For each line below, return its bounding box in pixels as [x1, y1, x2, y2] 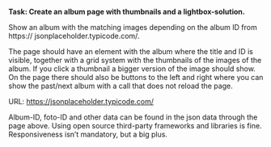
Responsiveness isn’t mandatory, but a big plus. [8, 129, 168, 139]
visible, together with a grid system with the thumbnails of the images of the [8, 56, 262, 65]
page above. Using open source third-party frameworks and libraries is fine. [8, 121, 262, 130]
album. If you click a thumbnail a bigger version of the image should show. [8, 64, 256, 73]
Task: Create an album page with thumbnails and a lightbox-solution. [8, 7, 245, 16]
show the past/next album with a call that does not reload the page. [8, 81, 233, 90]
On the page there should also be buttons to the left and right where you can [8, 73, 264, 82]
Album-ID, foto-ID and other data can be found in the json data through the [8, 112, 258, 122]
